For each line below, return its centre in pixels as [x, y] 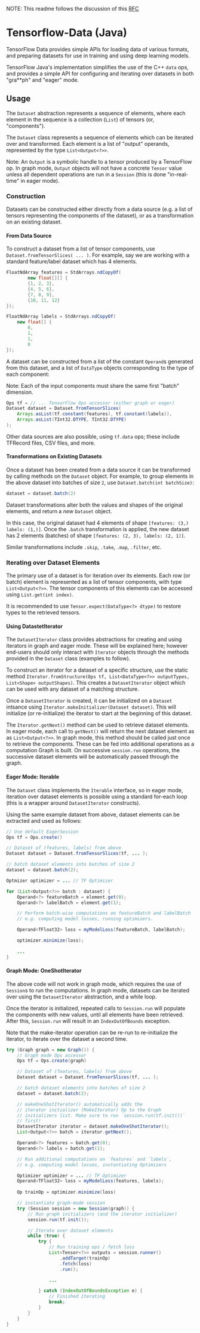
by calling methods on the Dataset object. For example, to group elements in [100, 476]
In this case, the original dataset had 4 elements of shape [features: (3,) [98, 523]
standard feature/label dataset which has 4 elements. [72, 262]
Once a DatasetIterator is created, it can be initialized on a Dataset [89, 701]
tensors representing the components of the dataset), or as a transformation [100, 216]
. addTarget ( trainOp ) [85, 1258]
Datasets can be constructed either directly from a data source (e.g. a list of [99, 209]
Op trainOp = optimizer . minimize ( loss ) [67, 1192]
